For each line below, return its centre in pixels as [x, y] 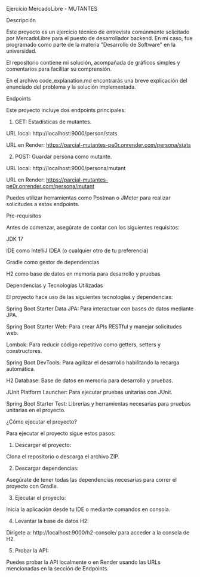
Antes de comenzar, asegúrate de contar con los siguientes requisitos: [93, 227]
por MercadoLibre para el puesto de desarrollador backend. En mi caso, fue [99, 38]
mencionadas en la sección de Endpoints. [57, 568]
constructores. [24, 351]
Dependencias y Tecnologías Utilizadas [55, 285]
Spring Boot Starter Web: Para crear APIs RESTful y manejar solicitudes [94, 327]
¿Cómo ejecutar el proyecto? [42, 422]
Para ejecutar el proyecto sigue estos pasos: [61, 433]
